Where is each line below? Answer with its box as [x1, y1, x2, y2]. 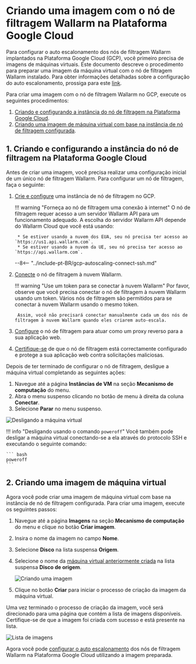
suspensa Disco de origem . [14, 563, 82, 570]
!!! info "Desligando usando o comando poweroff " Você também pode [6, 427, 174, 434]
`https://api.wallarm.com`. [14, 249, 83, 255]
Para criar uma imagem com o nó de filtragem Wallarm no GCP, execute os [6, 91, 187, 98]
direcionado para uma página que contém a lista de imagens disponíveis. [6, 610, 183, 617]
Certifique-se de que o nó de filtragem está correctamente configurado [14, 345, 187, 352]
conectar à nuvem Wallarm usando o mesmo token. [14, 300, 139, 308]
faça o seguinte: [6, 181, 45, 188]
